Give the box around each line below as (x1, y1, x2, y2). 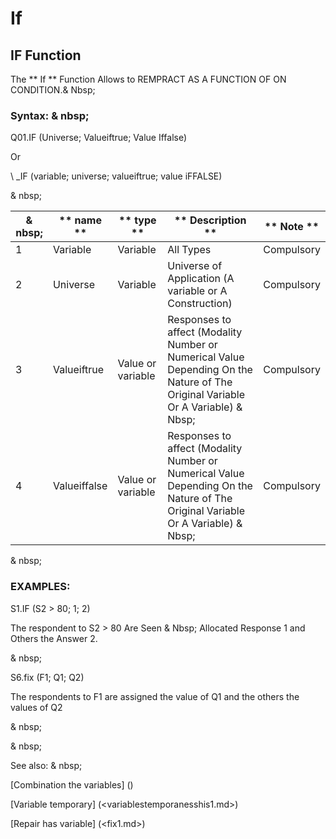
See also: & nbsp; (10, 759, 83, 771)
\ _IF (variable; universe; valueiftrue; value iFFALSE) (10, 170, 223, 182)
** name (58, 213, 102, 227)
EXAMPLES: (10, 580, 71, 594)
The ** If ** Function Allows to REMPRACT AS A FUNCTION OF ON (10, 73, 287, 85)
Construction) (167, 297, 233, 311)
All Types (167, 243, 212, 257)
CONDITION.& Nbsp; (10, 84, 96, 96)
